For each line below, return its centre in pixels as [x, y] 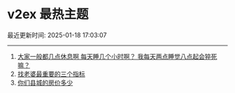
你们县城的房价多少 [45, 83]
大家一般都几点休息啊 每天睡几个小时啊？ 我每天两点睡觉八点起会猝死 [117, 56]
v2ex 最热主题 [48, 14]
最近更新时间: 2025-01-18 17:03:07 [57, 35]
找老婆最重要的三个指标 [51, 73]
